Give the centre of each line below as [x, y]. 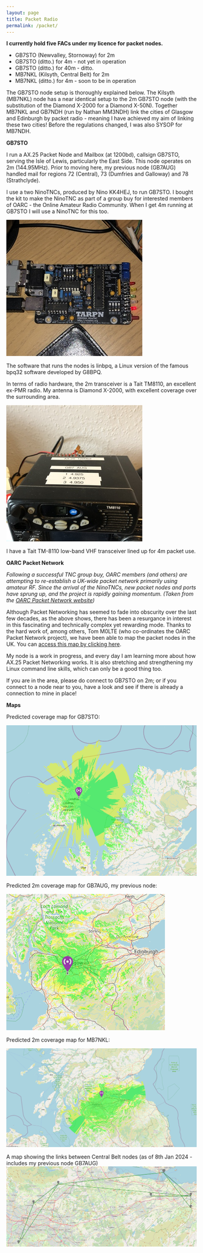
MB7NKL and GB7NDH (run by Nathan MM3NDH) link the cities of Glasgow [100, 112]
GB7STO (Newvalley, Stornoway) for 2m [65, 55]
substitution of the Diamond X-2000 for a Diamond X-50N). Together [92, 105]
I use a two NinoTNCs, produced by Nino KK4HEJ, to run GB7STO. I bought [100, 192]
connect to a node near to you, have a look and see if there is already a [95, 687]
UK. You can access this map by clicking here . [64, 644]
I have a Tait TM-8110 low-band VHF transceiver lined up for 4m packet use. [101, 551]
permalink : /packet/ [32, 25]
